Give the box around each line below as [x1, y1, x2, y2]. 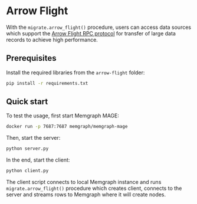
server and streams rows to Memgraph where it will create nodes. [6, 191, 166, 198]
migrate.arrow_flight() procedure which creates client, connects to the [6, 185, 182, 192]
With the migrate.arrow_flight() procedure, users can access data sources [6, 24, 192, 31]
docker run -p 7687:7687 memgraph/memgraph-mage [6, 124, 128, 130]
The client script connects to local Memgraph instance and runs [6, 179, 162, 186]
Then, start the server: [6, 134, 61, 142]
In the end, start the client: [6, 156, 70, 163]
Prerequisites [6, 53, 57, 63]
